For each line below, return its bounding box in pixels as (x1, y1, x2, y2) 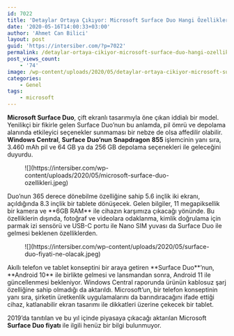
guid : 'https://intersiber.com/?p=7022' (7, 42, 127, 49)
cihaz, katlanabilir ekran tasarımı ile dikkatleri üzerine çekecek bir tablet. (7, 301, 214, 308)
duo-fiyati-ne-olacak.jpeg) (24, 250, 101, 258)
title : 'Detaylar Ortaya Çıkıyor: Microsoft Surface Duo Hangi (7, 17, 195, 24)
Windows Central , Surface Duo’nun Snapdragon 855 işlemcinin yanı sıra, (7, 136, 221, 143)
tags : (7, 88, 23, 95)
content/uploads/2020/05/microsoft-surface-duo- (24, 171, 169, 179)
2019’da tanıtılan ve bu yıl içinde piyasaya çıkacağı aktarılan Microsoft (7, 314, 207, 322)
